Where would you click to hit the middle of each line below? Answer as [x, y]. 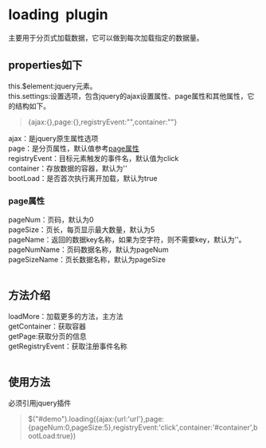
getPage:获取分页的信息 [47, 336]
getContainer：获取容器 [47, 326]
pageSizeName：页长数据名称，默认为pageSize [87, 260]
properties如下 [45, 65]
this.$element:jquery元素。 [53, 86]
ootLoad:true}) [52, 435]
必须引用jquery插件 [40, 403]
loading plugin [59, 15]
